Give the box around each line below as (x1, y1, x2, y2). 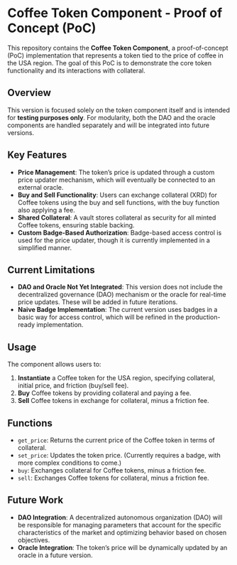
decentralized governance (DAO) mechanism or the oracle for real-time (17, 290, 226, 299)
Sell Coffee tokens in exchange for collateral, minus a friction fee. (17, 397, 209, 405)
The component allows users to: (7, 360, 101, 369)
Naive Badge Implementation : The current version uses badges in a (17, 306, 218, 314)
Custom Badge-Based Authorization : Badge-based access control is (17, 228, 222, 237)
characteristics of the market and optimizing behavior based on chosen (17, 528, 227, 537)
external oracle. (17, 183, 64, 191)
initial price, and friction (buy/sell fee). (17, 382, 129, 390)
